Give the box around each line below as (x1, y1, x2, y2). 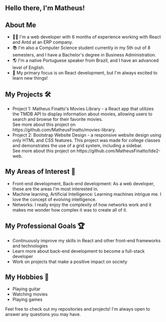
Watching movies (12, 291, 48, 297)
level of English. (12, 64, 45, 71)
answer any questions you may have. (5, 312, 81, 318)
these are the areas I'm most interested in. (12, 186, 99, 192)
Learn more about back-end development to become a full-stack (12, 248, 145, 254)
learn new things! (12, 75, 48, 81)
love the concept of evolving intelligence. (12, 196, 97, 202)
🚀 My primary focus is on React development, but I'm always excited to (12, 70, 158, 76)
